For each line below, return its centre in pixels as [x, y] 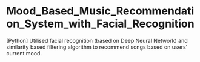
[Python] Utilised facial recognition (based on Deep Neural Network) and [97, 40]
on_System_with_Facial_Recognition [101, 24]
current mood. [24, 53]
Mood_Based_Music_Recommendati [100, 11]
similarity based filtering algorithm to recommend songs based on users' [97, 47]
